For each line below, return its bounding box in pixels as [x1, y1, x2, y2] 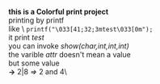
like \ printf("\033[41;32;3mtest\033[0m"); [8, 24, 154, 33]
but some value [8, 58, 61, 68]
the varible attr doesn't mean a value [8, 50, 131, 59]
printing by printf [8, 15, 65, 25]
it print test [8, 32, 44, 42]
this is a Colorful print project [8, 7, 109, 16]
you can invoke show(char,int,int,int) [8, 41, 129, 51]
